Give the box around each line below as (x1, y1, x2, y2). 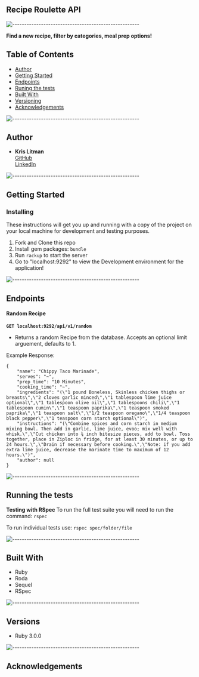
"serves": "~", (17, 373, 55, 380)
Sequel (14, 581, 33, 589)
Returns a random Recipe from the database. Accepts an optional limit (14, 334, 187, 341)
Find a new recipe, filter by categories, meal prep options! (6, 32, 152, 39)
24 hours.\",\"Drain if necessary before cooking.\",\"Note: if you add (6, 441, 191, 447)
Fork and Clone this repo (14, 239, 76, 247)
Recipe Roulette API (6, 5, 82, 15)
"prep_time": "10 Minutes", (17, 378, 86, 384)
